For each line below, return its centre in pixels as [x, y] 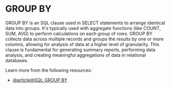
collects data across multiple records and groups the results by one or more [84, 39]
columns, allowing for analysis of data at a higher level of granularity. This [82, 44]
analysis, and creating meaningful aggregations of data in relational [76, 55]
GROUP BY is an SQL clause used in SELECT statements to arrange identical [85, 23]
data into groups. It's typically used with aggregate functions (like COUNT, [83, 28]
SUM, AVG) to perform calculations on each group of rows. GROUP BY [79, 33]
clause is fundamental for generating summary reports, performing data [80, 50]
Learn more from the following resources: [49, 70]
